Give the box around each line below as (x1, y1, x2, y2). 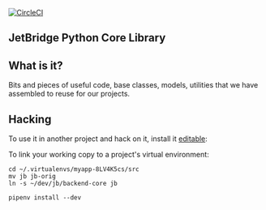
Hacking (8, 112, 52, 126)
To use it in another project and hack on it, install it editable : (8, 134, 208, 144)
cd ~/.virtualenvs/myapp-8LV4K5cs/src (8, 165, 139, 174)
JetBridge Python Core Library (8, 31, 166, 45)
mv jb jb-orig (8, 173, 57, 181)
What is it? (8, 58, 63, 72)
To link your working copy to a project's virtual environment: (8, 150, 209, 160)
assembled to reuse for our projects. (8, 89, 131, 99)
